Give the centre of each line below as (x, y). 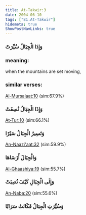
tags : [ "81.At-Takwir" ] (30, 19)
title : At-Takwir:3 (26, 10)
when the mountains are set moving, (43, 71)
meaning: (17, 60)
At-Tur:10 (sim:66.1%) (27, 120)
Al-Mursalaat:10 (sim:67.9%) (35, 96)
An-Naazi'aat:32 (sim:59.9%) (36, 144)
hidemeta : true (21, 24)
